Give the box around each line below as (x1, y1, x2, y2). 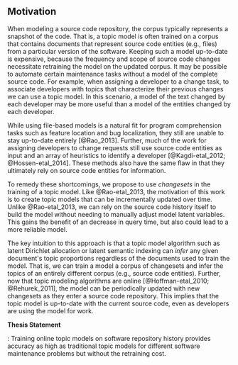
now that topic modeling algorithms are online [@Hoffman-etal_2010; (7, 276, 210, 285)
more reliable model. (7, 225, 67, 233)
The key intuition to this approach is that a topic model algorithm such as (7, 239, 220, 247)
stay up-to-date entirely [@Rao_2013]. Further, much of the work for (7, 136, 207, 145)
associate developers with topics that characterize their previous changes (7, 84, 224, 93)
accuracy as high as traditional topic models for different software (7, 342, 200, 350)
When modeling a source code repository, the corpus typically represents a (7, 24, 229, 33)
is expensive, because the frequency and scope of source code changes (7, 55, 221, 63)
